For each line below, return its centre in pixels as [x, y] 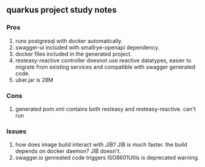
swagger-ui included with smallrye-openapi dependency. [87, 47]
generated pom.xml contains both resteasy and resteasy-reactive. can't [105, 109]
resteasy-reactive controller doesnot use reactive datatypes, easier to [103, 60]
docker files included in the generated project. [73, 54]
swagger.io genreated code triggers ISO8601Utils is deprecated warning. [107, 158]
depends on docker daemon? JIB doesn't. [68, 151]
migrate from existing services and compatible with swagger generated [105, 67]
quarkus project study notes [62, 10]
